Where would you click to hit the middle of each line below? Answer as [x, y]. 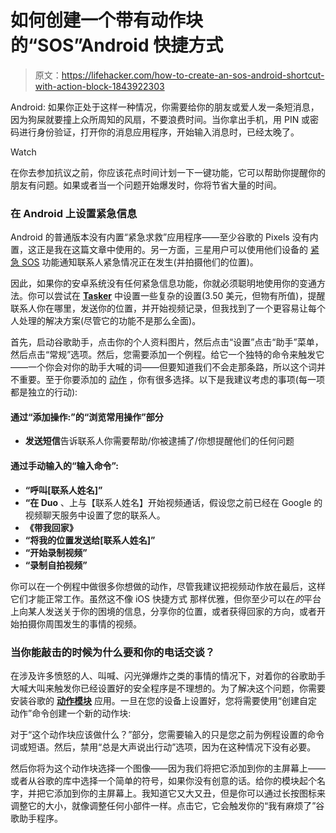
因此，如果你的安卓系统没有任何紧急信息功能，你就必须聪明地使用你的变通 [163, 283]
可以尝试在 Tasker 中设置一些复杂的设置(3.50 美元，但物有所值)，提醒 [181, 296]
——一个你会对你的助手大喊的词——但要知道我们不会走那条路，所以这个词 [163, 367]
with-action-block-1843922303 [99, 86]
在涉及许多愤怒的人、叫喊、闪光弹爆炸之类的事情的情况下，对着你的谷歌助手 [168, 675]
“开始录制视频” [56, 552]
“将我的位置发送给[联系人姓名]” [90, 540]
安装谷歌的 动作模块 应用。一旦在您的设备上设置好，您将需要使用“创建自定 [164, 700]
